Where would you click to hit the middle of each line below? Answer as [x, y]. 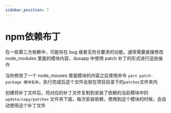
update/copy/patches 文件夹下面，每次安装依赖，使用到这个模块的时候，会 [83, 99]
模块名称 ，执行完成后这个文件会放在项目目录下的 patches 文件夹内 [91, 81]
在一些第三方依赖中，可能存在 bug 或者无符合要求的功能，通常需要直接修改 [84, 52]
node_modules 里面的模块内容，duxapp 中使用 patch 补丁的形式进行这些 [82, 58]
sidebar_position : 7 [27, 10]
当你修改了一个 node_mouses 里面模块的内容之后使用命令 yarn [71, 75]
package [14, 82]
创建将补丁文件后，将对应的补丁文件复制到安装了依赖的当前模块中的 [77, 93]
